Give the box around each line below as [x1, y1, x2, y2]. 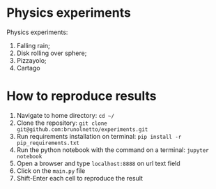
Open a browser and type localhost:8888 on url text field [16, 159, 180, 167]
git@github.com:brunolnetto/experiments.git [16, 126, 148, 133]
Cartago [16, 63, 40, 72]
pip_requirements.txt [16, 139, 79, 146]
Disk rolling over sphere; [16, 49, 87, 57]
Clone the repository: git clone [16, 119, 107, 127]
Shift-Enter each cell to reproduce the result [16, 174, 144, 182]
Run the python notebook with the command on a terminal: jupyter [16, 145, 210, 154]
